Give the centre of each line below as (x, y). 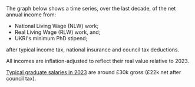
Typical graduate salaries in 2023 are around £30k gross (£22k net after (94, 72)
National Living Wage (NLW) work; (57, 26)
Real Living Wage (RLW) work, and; (57, 32)
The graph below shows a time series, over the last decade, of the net (91, 8)
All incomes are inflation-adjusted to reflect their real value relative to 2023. (98, 61)
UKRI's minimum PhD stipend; (51, 38)
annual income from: (31, 15)
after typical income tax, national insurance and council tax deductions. (93, 50)
